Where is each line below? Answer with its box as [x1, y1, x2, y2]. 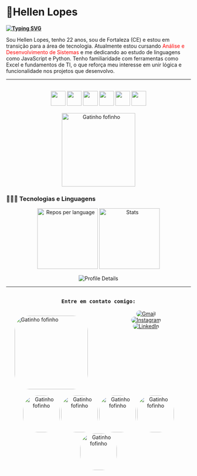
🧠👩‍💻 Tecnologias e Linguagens [6, 194, 96, 202]
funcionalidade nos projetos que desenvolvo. [6, 67, 116, 74]
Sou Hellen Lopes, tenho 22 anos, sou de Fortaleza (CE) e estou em [6, 36, 170, 43]
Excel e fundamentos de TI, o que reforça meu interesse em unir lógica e [6, 61, 182, 68]
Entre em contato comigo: [61, 298, 136, 305]
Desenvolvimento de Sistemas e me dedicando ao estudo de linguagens [6, 48, 181, 55]
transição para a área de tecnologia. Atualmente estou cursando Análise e [6, 42, 185, 49]
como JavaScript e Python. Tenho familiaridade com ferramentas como [6, 55, 179, 62]
